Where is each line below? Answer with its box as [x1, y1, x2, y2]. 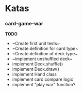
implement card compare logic [12, 77, 74, 82]
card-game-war [5, 20, 44, 27]
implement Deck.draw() [12, 66, 60, 72]
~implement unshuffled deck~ [12, 56, 73, 62]
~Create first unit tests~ [12, 41, 60, 46]
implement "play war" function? [12, 82, 76, 88]
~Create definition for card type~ [12, 46, 79, 51]
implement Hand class [12, 71, 57, 77]
